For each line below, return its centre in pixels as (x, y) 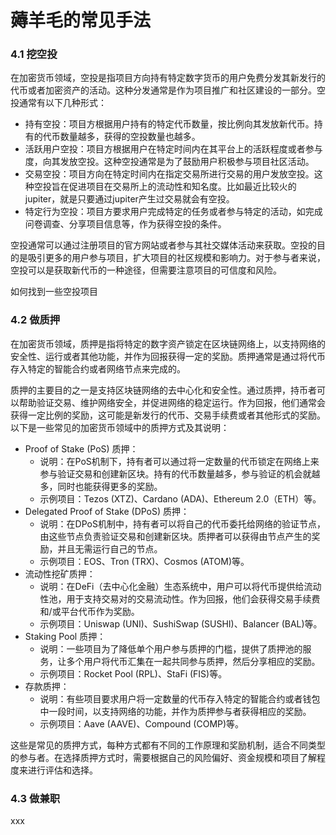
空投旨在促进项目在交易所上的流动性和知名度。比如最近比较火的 (165, 187)
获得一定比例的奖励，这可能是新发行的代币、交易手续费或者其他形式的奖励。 (168, 415)
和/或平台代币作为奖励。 (89, 611)
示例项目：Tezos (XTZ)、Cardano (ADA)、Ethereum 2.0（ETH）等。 (180, 498)
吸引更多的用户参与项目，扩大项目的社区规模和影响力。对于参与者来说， (176, 258)
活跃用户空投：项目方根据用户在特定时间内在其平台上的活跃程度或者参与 (173, 149)
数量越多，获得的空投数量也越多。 (130, 137)
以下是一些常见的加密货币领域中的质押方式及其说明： (120, 427)
